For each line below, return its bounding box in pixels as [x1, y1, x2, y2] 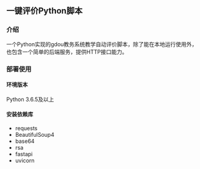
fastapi [15, 151, 33, 158]
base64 [15, 137, 35, 145]
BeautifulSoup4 [15, 131, 55, 139]
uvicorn [15, 157, 35, 164]
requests [15, 125, 38, 132]
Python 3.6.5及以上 [6, 95, 54, 103]
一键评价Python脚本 [6, 5, 83, 16]
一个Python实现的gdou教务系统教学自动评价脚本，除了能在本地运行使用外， [6, 40, 198, 47]
